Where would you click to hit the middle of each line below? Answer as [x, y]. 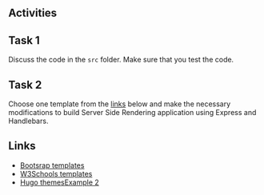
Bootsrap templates [52, 165]
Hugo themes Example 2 [60, 182]
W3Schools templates [56, 173]
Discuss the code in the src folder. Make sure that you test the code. [121, 60]
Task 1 [24, 40]
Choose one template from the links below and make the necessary [120, 104]
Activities [33, 13]
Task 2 [25, 84]
